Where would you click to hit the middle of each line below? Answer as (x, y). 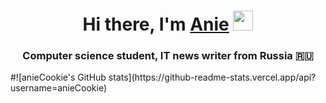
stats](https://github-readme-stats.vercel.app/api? (212, 77)
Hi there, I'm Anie (156, 24)
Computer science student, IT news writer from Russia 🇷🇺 (168, 56)
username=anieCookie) (59, 88)
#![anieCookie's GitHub (58, 77)
